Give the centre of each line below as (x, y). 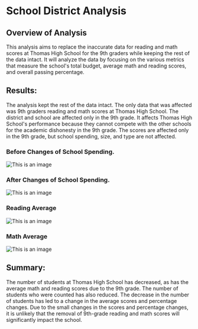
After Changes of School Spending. (58, 180)
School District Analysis (66, 11)
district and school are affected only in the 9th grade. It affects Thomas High (99, 117)
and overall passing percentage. (45, 72)
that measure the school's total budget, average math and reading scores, (96, 66)
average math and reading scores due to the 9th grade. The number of (92, 288)
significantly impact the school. (44, 320)
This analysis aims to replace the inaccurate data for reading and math (92, 47)
